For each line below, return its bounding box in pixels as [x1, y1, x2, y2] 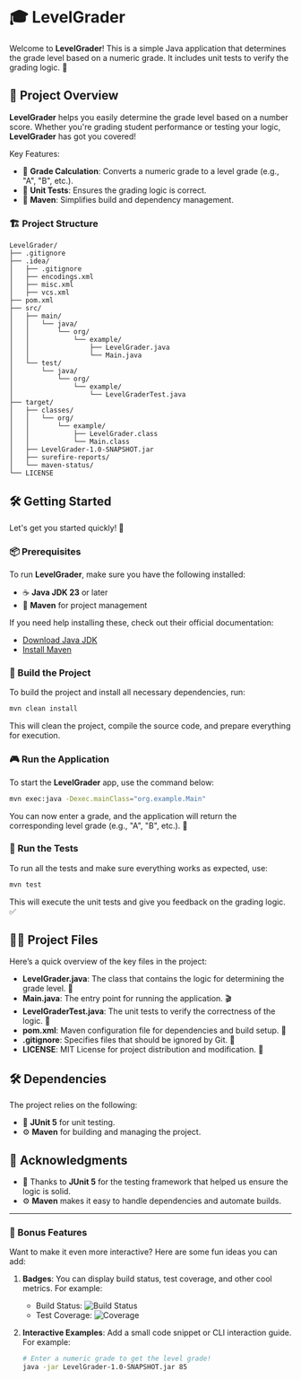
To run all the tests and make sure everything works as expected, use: [9, 862, 269, 873]
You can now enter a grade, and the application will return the [9, 810, 237, 821]
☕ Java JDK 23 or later [21, 587, 108, 598]
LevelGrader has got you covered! [9, 131, 137, 142]
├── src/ [9, 304, 42, 313]
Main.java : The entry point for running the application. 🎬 [21, 993, 232, 1004]
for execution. [9, 730, 61, 741]
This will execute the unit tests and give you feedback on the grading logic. [9, 896, 287, 907]
